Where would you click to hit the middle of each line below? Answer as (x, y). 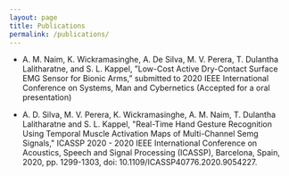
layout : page (33, 17)
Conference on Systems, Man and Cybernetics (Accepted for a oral (146, 88)
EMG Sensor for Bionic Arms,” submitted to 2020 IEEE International (145, 79)
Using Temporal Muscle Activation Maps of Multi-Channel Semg (140, 134)
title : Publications (48, 26)
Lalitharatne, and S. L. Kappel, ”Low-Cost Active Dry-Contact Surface (150, 69)
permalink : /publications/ (59, 34)
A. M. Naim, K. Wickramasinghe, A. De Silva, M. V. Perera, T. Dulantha (150, 60)
